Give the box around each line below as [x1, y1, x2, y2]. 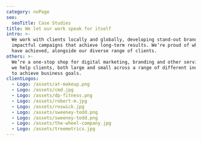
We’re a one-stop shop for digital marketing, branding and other [11, 59, 182, 65]
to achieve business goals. [11, 70, 82, 76]
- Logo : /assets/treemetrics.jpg [11, 126, 96, 132]
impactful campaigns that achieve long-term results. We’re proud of [11, 43, 189, 49]
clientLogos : [6, 76, 39, 82]
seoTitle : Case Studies [11, 20, 71, 26]
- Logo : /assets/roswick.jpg [11, 103, 85, 110]
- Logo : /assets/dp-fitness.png [11, 92, 93, 98]
